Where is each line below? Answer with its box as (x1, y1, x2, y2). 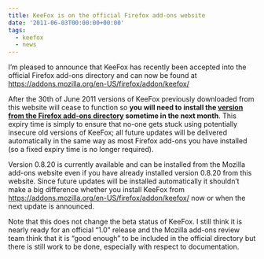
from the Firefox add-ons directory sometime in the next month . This (8, 111, 237, 120)
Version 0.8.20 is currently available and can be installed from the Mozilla (8, 160, 246, 169)
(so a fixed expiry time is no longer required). (8, 145, 154, 154)
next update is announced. (8, 202, 95, 211)
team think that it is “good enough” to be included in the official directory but (8, 234, 256, 243)
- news (15, 41, 37, 49)
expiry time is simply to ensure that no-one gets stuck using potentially (8, 120, 238, 129)
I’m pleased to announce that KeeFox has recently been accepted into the (8, 62, 247, 72)
